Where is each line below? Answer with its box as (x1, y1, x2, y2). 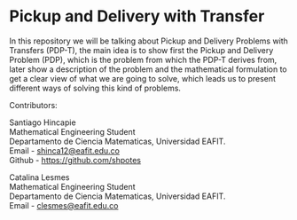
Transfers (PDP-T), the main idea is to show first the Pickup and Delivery (9, 44, 274, 55)
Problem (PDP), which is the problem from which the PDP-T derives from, (9, 54, 277, 65)
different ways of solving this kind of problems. (9, 82, 182, 93)
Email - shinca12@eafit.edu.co (9, 145, 120, 156)
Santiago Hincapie (9, 117, 77, 128)
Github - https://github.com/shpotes (9, 154, 142, 165)
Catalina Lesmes (9, 171, 70, 183)
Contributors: (9, 99, 58, 110)
